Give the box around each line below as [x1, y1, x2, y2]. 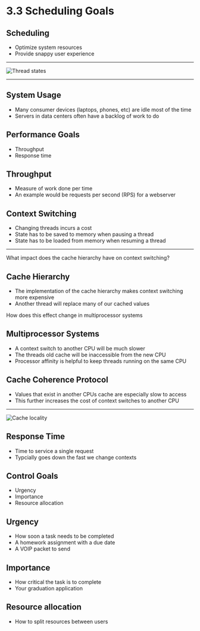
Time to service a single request [14, 447, 94, 454]
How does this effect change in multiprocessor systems [6, 312, 143, 319]
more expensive [14, 294, 55, 301]
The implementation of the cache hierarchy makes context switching [14, 288, 183, 295]
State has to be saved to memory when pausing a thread [14, 231, 154, 238]
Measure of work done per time [14, 185, 93, 192]
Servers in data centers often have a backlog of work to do [14, 112, 160, 119]
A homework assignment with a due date [14, 539, 115, 546]
